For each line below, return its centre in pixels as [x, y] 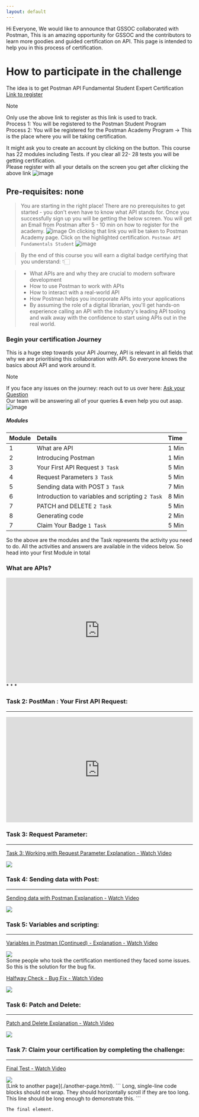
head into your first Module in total [48, 553]
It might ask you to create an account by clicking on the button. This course [98, 148]
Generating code [60, 516]
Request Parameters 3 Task [75, 477]
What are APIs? [29, 568]
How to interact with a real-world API [75, 292]
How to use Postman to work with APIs [77, 286]
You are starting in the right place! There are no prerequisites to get [103, 206]
